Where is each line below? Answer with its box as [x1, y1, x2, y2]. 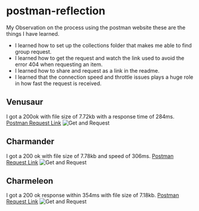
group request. [14, 48, 52, 55]
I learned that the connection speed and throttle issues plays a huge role [14, 73, 194, 80]
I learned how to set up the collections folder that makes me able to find [14, 42, 192, 49]
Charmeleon [6, 176, 54, 186]
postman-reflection [6, 4, 106, 18]
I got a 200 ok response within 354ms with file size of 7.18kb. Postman [6, 192, 179, 199]
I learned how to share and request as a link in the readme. [14, 67, 160, 74]
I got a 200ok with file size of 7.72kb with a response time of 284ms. [6, 113, 175, 120]
